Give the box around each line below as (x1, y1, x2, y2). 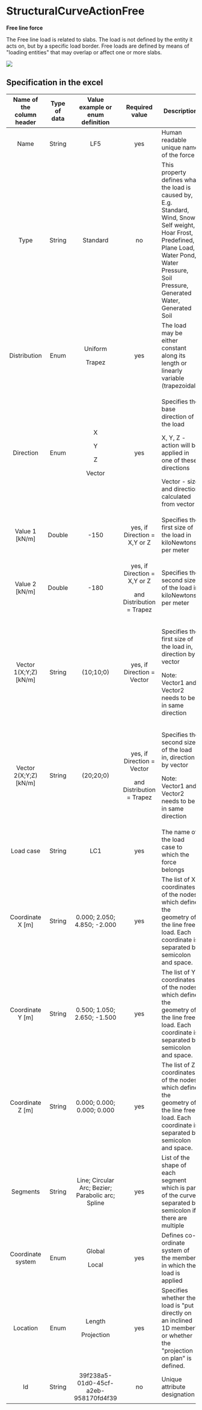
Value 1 (14, 526, 37, 535)
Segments (11, 1187, 40, 1195)
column (14, 110, 37, 119)
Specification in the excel (6, 77, 103, 88)
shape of (161, 1161, 187, 1169)
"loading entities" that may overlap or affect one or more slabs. (6, 48, 162, 55)
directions (161, 463, 190, 472)
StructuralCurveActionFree (6, 4, 145, 18)
